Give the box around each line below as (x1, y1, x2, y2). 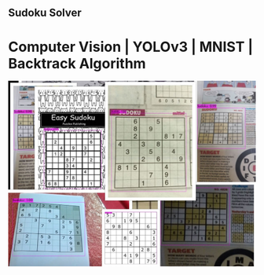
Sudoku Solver (8, 6, 82, 20)
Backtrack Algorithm (8, 54, 147, 72)
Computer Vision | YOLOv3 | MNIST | (8, 38, 254, 56)
